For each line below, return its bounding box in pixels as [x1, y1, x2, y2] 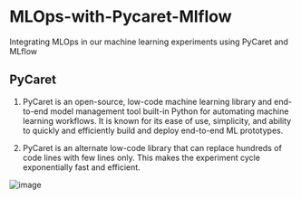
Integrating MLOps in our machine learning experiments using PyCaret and [9, 36, 288, 47]
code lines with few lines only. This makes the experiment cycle [22, 152, 261, 163]
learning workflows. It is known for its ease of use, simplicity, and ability [22, 115, 292, 126]
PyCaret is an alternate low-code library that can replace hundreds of [22, 142, 283, 153]
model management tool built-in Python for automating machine [50, 106, 289, 117]
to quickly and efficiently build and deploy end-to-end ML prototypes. [22, 125, 284, 136]
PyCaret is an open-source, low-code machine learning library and [22, 96, 272, 107]
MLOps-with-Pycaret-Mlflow [9, 6, 233, 27]
